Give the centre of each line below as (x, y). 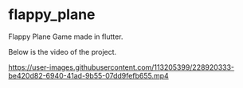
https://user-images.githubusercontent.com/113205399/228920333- (121, 67)
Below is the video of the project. (63, 52)
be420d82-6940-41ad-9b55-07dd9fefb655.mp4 (88, 75)
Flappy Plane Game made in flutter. (66, 36)
